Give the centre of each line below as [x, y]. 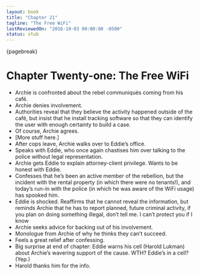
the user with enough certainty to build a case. [73, 125]
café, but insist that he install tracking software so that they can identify [104, 118]
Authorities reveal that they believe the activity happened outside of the [104, 112]
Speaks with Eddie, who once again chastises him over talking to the [100, 150]
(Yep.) [23, 260]
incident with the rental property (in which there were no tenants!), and [103, 182]
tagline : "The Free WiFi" [39, 23]
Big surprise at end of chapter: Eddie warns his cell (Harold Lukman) [100, 247]
